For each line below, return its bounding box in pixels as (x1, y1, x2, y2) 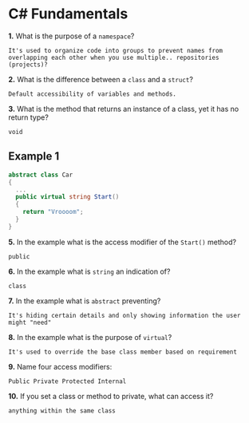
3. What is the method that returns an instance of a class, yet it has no (8, 104, 239, 113)
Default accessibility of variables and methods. (8, 89, 177, 98)
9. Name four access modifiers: (8, 362, 113, 371)
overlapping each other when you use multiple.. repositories (8, 53, 219, 61)
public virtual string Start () (15, 193, 120, 201)
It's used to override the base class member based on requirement (8, 348, 238, 356)
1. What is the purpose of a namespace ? (8, 31, 135, 41)
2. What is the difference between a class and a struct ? (8, 74, 194, 84)
